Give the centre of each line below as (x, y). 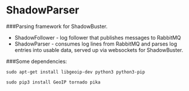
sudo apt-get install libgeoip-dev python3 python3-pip (75, 72)
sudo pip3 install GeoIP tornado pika (53, 82)
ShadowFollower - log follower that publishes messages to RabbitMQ (98, 37)
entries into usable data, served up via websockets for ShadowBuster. (99, 50)
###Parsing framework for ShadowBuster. (57, 26)
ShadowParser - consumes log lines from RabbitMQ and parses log (96, 44)
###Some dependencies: (37, 61)
